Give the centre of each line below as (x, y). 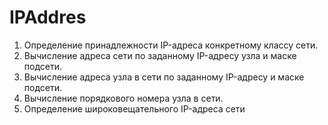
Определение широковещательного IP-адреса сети (134, 108)
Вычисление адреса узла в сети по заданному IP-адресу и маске (164, 77)
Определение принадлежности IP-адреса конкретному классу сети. (171, 45)
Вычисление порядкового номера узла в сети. (123, 98)
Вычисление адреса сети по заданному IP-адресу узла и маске (160, 55)
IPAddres (48, 17)
